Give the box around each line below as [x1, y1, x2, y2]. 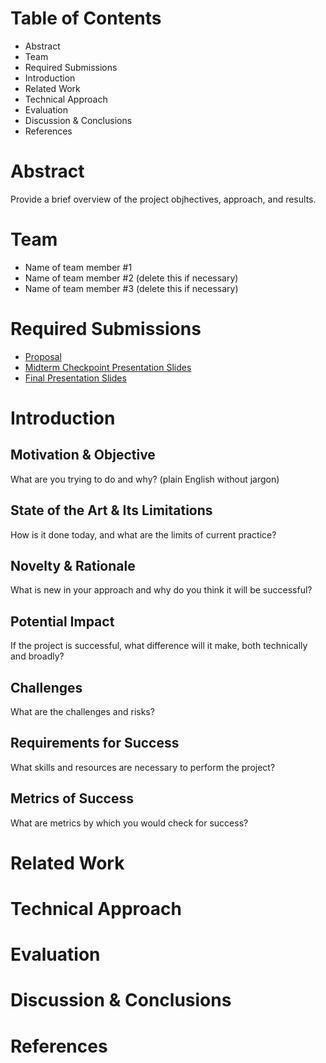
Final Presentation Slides [24, 372, 127, 384]
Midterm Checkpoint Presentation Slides [24, 361, 192, 373]
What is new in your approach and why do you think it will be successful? [10, 584, 313, 596]
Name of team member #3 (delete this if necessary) [24, 282, 239, 294]
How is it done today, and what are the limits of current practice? [10, 528, 277, 541]
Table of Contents [10, 7, 162, 30]
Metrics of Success [10, 790, 134, 807]
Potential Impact [10, 613, 115, 630]
